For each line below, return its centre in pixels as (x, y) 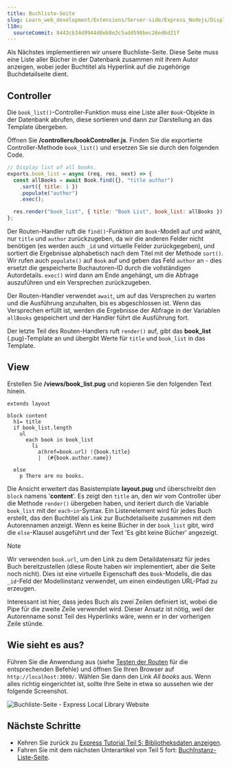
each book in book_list (59, 440)
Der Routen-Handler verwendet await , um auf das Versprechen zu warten (112, 296)
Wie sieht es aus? (46, 645)
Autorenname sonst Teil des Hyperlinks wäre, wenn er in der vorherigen (109, 616)
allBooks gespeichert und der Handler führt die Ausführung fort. (98, 318)
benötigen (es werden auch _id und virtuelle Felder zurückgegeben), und (111, 246)
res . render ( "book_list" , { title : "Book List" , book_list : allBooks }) (118, 212)
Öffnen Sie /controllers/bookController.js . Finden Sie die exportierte (105, 140)
